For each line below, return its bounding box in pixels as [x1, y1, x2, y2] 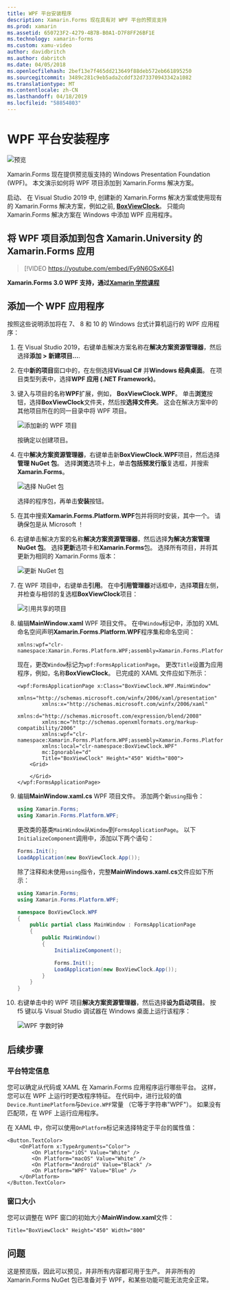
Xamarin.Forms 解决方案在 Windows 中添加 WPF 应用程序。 [7, 211, 176, 219]
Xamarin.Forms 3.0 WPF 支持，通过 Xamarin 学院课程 [7, 278, 160, 286]
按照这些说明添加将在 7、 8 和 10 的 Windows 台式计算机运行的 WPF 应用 [7, 320, 214, 328]
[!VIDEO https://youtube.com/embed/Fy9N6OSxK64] [23, 264, 174, 272]
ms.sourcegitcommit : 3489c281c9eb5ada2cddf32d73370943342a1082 [7, 74, 192, 81]
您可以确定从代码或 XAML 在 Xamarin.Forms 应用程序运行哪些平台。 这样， [7, 1083, 220, 1091]
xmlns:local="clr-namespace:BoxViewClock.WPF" [42, 743, 178, 750]
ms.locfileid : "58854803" [7, 100, 81, 107]
